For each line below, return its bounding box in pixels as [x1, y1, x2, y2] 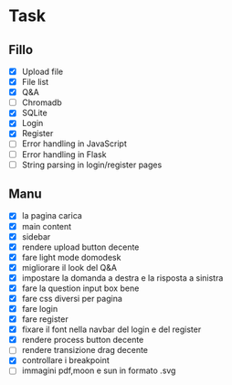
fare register [21, 314, 69, 325]
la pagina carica [21, 210, 83, 221]
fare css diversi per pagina [21, 293, 122, 304]
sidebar [21, 230, 51, 242]
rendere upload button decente [21, 241, 140, 252]
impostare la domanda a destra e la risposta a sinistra [21, 272, 224, 283]
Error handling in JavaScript [21, 138, 127, 149]
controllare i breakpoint [21, 355, 111, 366]
